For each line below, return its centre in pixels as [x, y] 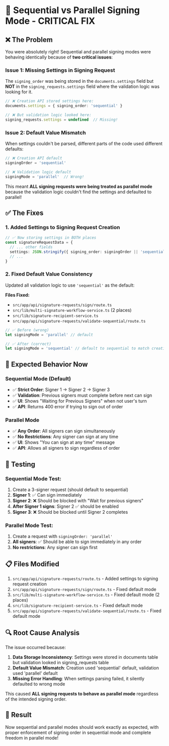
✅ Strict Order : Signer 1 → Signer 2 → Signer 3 [61, 390]
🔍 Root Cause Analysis [42, 633]
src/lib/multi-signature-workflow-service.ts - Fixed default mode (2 [86, 595]
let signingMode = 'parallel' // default [49, 335]
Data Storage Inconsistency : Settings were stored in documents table [85, 657]
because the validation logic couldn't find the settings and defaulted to [78, 192]
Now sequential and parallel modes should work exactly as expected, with [82, 727]
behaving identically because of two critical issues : [59, 57]
